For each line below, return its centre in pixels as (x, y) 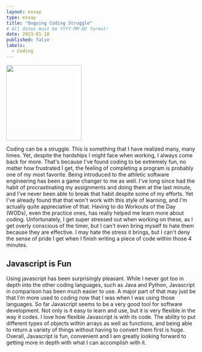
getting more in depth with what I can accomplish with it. (76, 342)
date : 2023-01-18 (28, 34)
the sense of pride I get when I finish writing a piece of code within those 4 (99, 238)
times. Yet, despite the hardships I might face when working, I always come (100, 155)
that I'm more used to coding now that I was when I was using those (90, 297)
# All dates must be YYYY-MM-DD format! (58, 29)
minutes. (17, 245)
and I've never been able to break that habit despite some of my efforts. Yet (100, 193)
